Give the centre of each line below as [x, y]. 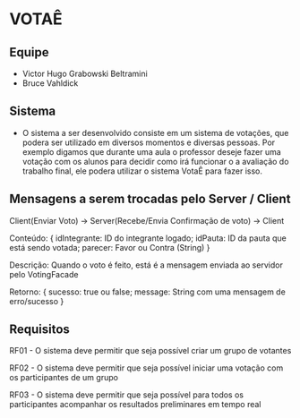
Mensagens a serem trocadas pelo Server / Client [150, 199]
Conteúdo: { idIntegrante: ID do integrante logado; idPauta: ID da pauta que [148, 238]
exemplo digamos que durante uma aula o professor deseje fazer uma [152, 151]
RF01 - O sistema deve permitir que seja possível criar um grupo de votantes [150, 351]
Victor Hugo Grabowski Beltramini [85, 73]
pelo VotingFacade [44, 274]
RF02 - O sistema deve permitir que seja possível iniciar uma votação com [146, 368]
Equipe [29, 52]
